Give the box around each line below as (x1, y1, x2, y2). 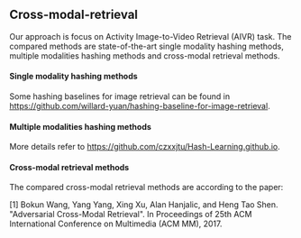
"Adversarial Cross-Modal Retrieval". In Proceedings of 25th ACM (9, 209, 252, 220)
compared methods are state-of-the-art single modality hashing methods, (9, 41, 284, 51)
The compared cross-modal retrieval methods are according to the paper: (9, 182, 284, 193)
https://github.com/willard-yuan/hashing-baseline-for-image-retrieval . (9, 101, 270, 112)
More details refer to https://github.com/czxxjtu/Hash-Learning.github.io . (9, 142, 281, 152)
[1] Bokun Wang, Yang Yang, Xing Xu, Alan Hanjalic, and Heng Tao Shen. (9, 199, 278, 210)
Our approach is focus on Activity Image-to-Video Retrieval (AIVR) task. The (9, 31, 292, 41)
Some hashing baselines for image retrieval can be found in (9, 91, 231, 102)
